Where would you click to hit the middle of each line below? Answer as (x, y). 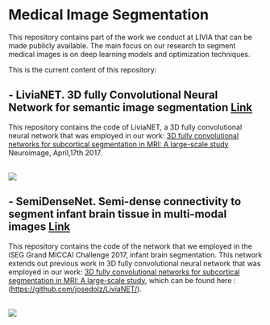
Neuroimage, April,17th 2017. (55, 152)
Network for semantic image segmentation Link (131, 107)
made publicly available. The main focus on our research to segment (122, 45)
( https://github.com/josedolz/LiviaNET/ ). (75, 289)
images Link (39, 227)
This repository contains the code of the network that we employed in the (130, 246)
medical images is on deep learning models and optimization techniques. (130, 54)
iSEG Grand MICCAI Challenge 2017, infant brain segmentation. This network (135, 254)
